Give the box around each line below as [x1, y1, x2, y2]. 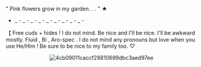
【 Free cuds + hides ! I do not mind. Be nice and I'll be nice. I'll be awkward [5, 30, 196, 36]
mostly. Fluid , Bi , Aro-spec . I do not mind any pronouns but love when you [5, 36, 196, 43]
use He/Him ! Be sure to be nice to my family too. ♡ [5, 42, 135, 49]
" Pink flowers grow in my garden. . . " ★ [5, 5, 107, 12]
